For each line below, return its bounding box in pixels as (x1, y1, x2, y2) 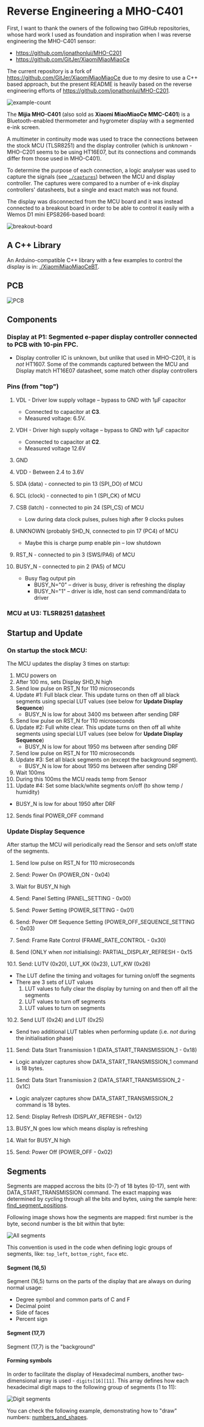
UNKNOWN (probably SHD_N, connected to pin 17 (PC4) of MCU (15, 527, 178, 535)
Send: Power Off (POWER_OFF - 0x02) (15, 1148, 113, 1156)
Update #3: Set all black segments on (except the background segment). (15, 756, 198, 763)
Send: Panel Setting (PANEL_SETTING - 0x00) (15, 895, 131, 902)
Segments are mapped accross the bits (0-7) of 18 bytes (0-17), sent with (7, 1183, 191, 1190)
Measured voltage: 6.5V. (24, 415, 86, 422)
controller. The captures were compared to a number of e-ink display (7, 179, 180, 187)
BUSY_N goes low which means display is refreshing (15, 1125, 148, 1132)
